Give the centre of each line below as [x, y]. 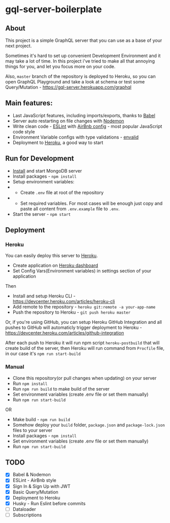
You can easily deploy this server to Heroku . [52, 256]
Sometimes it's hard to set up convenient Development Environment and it [83, 56]
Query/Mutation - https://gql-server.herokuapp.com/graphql [68, 87]
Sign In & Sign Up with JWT [41, 486]
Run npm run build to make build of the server [61, 389]
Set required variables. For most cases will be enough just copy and [91, 203]
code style [24, 131]
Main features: [29, 103]
